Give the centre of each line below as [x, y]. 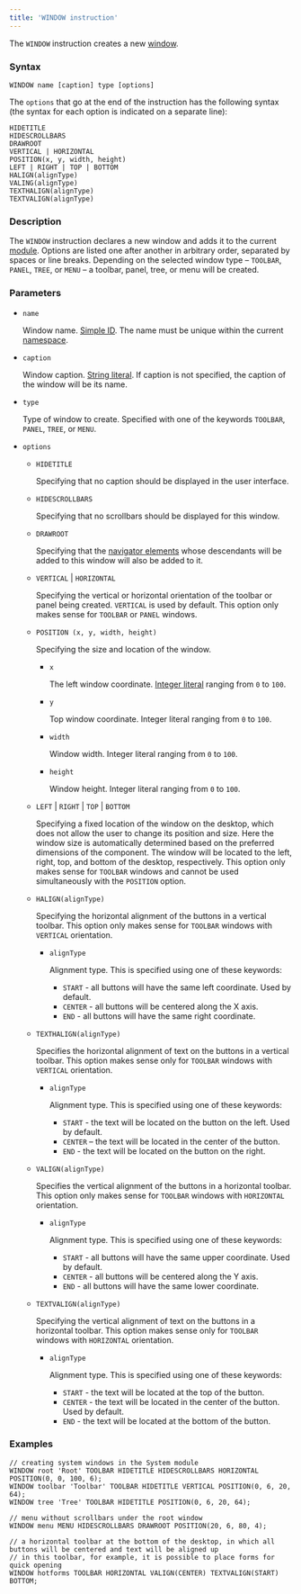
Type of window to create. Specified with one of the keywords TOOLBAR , [154, 419]
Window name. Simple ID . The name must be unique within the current [153, 330]
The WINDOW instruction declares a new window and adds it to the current [143, 241]
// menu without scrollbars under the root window [106, 1517]
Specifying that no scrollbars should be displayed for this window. [158, 516]
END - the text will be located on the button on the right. [164, 1151]
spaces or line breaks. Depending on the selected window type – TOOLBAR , [146, 260]
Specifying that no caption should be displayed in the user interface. [162, 481]
